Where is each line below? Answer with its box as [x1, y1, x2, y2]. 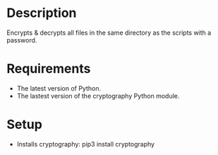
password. [6, 35, 37, 44]
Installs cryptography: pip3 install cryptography [16, 139, 155, 148]
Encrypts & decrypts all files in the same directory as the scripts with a [6, 28, 212, 37]
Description [6, 5, 77, 21]
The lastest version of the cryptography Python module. [16, 91, 180, 100]
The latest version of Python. [16, 84, 102, 93]
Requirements [6, 61, 91, 77]
